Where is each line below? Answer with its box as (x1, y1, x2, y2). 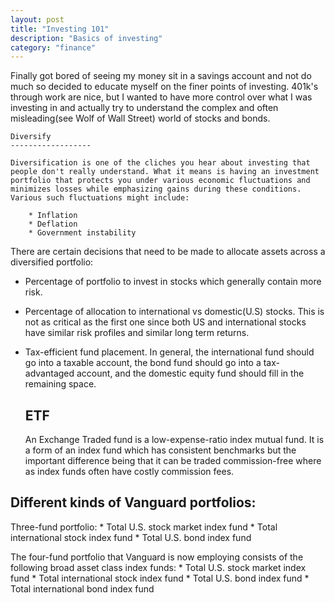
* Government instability (28, 228, 137, 238)
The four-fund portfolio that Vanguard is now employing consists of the (10, 551, 304, 563)
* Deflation (28, 219, 78, 230)
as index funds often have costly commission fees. (24, 466, 235, 478)
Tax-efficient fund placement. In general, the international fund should (24, 346, 315, 358)
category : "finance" (10, 42, 97, 53)
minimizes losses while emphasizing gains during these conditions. (10, 184, 302, 195)
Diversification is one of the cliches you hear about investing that (10, 158, 311, 168)
